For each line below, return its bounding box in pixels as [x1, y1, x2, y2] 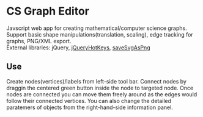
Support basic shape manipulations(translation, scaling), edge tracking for [6, 30, 194, 38]
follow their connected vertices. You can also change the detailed [6, 97, 172, 104]
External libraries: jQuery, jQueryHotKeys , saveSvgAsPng [6, 44, 151, 51]
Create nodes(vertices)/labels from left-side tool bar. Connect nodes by [6, 77, 186, 85]
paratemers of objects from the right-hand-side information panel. [6, 104, 173, 111]
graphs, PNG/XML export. [6, 37, 72, 44]
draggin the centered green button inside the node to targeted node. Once [6, 84, 194, 91]
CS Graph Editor [6, 4, 90, 18]
